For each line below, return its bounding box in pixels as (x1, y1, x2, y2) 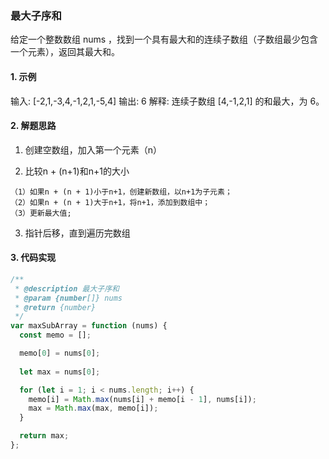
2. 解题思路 (10, 120, 57, 132)
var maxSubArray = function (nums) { (10, 321, 168, 331)
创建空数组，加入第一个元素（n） (24, 143, 163, 156)
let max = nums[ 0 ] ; (19, 367, 101, 377)
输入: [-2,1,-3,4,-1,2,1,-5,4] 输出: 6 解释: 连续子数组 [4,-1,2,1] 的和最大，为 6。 (10, 95, 325, 107)
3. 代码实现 (10, 252, 57, 264)
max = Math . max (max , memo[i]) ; (28, 403, 159, 414)
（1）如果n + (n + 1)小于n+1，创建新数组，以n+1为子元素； (10, 187, 233, 197)
